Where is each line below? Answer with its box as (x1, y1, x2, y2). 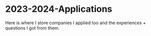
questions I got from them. (5, 25, 60, 31)
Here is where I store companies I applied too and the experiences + (5, 20, 146, 26)
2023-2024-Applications (5, 3, 112, 15)
